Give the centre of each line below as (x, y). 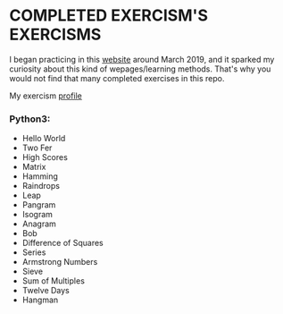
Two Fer (37, 148)
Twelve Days (46, 291)
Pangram (39, 205)
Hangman (40, 300)
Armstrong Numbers (60, 262)
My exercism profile (46, 96)
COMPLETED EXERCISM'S (108, 16)
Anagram (39, 224)
